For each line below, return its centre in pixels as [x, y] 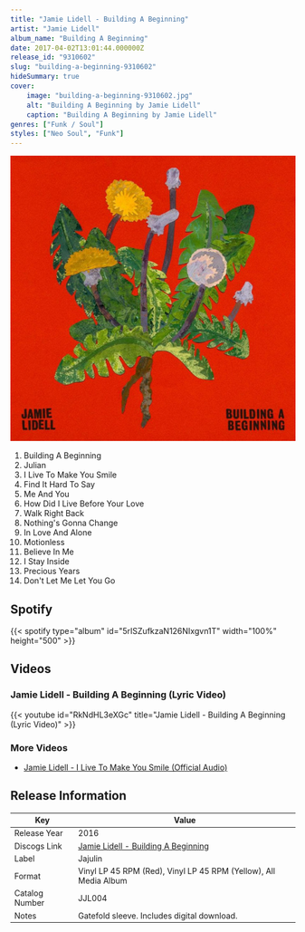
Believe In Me [49, 552]
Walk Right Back [54, 514]
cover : [23, 86]
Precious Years [52, 572]
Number [29, 903]
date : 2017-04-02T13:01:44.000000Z [77, 48]
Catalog [29, 893]
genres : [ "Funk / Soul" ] [57, 124]
